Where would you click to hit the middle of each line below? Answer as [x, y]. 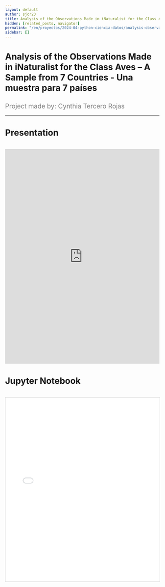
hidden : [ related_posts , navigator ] [42, 23]
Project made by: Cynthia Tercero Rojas [65, 106]
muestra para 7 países [51, 88]
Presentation [32, 133]
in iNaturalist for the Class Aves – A [78, 67]
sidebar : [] [17, 32]
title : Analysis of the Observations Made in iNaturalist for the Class [81, 19]
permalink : [16, 28]
